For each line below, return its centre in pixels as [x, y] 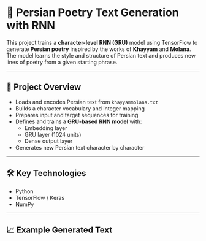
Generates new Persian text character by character [80, 147]
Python [24, 191]
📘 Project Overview [44, 87]
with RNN [31, 25]
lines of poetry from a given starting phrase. [62, 62]
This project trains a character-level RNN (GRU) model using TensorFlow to [102, 42]
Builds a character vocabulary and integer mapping [80, 108]
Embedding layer [46, 128]
